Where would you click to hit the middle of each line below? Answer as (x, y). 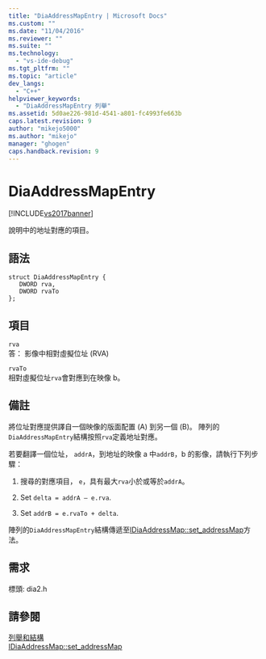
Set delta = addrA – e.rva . (65, 497)
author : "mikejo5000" (45, 129)
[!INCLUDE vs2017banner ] (51, 213)
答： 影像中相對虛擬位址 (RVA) (59, 353)
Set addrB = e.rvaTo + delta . (69, 513)
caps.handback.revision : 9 (54, 151)
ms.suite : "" (30, 46)
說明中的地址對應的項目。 (51, 230)
